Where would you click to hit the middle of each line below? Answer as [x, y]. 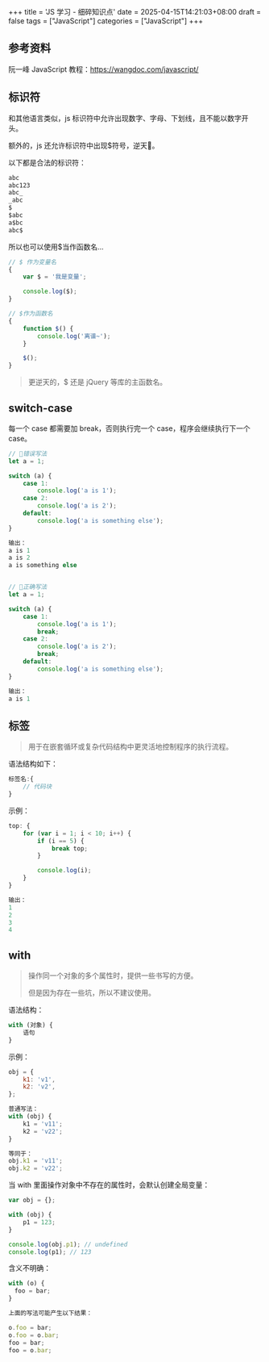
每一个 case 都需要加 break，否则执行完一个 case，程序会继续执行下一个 [130, 428]
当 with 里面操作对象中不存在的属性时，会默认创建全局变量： [109, 1185]
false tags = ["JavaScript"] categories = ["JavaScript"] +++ [106, 21]
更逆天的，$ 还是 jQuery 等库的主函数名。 [97, 382]
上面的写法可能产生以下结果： [50, 1314]
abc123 [19, 185]
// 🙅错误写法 [28, 453]
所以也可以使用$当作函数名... [56, 246]
